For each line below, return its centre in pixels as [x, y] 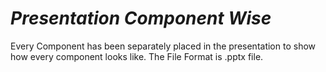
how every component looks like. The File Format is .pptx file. [137, 56]
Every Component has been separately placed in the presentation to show [163, 46]
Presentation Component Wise [141, 18]
